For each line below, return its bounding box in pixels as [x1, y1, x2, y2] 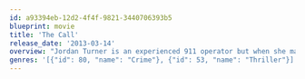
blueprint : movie [9, 22, 75, 31]
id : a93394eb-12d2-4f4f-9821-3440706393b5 [9, 13, 172, 23]
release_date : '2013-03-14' [9, 38, 116, 48]
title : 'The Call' [9, 30, 79, 39]
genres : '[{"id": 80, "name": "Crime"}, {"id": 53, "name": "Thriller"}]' [9, 55, 299, 64]
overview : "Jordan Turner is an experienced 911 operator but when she [9, 47, 286, 56]
